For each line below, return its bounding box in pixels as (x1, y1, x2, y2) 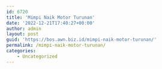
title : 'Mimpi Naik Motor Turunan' (6, 14, 95, 20)
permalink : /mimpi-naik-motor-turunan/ (6, 43, 106, 49)
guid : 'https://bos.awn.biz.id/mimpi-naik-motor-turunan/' (6, 37, 157, 43)
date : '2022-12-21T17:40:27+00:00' (6, 20, 95, 26)
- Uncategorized (17, 53, 58, 59)
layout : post (6, 31, 39, 37)
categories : (6, 48, 36, 54)
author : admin (6, 25, 42, 32)
